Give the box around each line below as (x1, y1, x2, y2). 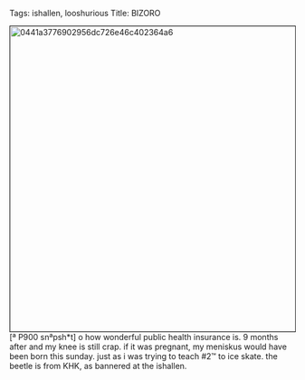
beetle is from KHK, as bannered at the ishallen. (9, 361, 187, 371)
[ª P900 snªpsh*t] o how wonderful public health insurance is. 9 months (9, 332, 279, 342)
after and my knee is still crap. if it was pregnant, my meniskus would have (9, 341, 288, 352)
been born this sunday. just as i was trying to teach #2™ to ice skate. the (9, 351, 278, 361)
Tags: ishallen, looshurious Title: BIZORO (9, 8, 161, 18)
